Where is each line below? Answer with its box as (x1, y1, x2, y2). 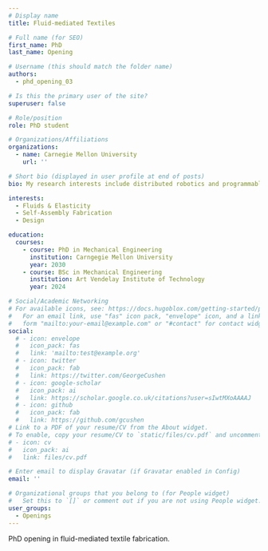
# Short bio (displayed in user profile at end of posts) (8, 172, 205, 180)
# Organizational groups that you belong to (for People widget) (8, 490, 230, 497)
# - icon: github (15, 401, 73, 410)
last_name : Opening (8, 49, 73, 57)
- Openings (15, 512, 52, 520)
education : (8, 231, 45, 240)
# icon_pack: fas (15, 342, 81, 350)
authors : (8, 70, 37, 78)
